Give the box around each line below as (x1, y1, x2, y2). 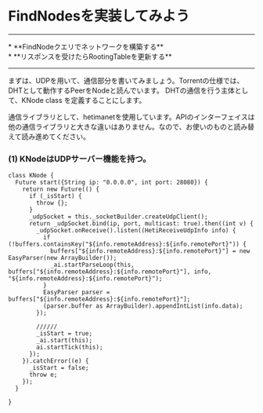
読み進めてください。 (21, 131, 90, 141)
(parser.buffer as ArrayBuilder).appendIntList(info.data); (42, 302, 243, 310)
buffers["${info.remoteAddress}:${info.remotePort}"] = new (49, 247, 250, 255)
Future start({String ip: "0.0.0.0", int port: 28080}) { (15, 178, 209, 187)
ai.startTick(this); (36, 343, 103, 352)
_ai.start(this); (36, 337, 92, 345)
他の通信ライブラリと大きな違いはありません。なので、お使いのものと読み (8, 122, 248, 131)
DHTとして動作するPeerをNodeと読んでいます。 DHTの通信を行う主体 (8, 86, 235, 95)
